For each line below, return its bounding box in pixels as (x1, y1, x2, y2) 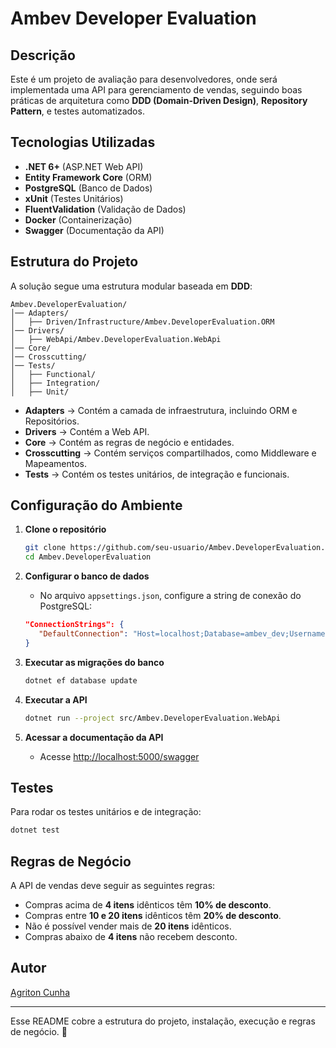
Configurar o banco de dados (24, 570, 150, 582)
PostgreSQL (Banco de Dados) (24, 182, 153, 194)
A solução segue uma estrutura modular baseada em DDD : (10, 280, 253, 292)
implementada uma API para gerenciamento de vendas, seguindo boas (10, 84, 303, 96)
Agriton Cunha (10, 986, 71, 998)
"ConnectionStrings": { (24, 620, 125, 630)
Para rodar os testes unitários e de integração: (10, 806, 202, 818)
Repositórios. (24, 415, 80, 427)
